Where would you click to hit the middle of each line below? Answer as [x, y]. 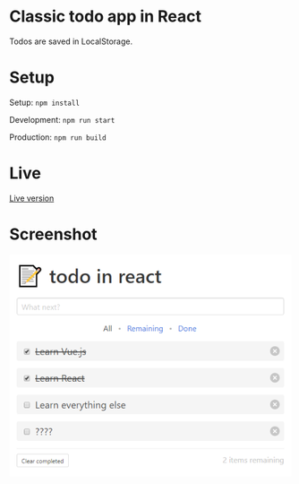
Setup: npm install [45, 102]
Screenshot [53, 234]
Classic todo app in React [106, 17]
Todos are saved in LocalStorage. [71, 41]
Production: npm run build [58, 137]
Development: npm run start [62, 119]
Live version [32, 198]
